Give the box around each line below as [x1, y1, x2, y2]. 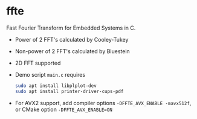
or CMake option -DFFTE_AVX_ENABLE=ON [15, 106, 113, 113]
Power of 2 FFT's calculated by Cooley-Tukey [15, 36, 129, 43]
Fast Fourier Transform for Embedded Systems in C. [6, 24, 136, 31]
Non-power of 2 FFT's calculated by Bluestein [15, 47, 130, 55]
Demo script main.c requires [15, 71, 86, 78]
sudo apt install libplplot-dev [15, 83, 97, 89]
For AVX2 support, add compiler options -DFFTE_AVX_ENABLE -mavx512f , [15, 99, 192, 106]
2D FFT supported [15, 59, 61, 66]
